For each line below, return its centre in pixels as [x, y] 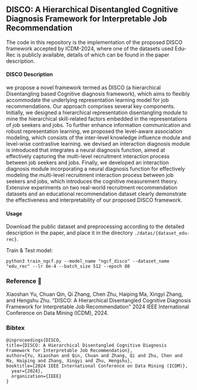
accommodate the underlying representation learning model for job [88, 100]
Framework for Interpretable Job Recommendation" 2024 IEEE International [98, 306]
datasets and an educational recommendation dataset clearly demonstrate [96, 194]
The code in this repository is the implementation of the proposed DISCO [94, 42]
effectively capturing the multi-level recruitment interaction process [88, 156]
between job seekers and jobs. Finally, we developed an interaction [88, 163]
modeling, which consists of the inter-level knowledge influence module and [98, 138]
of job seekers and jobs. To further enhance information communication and [98, 125]
